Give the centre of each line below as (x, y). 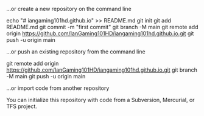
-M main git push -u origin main (46, 76)
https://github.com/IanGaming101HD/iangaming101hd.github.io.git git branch (102, 70)
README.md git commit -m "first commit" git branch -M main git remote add (102, 27)
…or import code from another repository (58, 88)
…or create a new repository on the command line (69, 9)
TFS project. (22, 106)
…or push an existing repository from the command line (76, 52)
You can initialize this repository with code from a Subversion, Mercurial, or (100, 100)
